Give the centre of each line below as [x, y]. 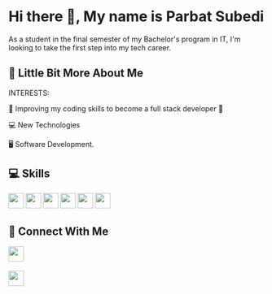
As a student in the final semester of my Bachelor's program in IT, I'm [125, 39]
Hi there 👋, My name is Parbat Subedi [136, 17]
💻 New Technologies [44, 124]
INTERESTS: [29, 93]
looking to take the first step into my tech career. [90, 47]
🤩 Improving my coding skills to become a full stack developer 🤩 [116, 108]
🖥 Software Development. [51, 144]
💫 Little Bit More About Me [76, 73]
